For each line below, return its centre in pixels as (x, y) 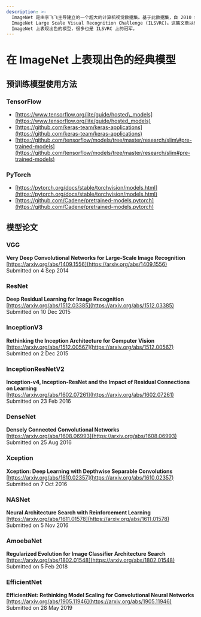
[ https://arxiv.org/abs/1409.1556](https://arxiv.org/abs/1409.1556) (87, 264)
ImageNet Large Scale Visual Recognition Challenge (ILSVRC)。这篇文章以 (103, 23)
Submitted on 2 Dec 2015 (37, 353)
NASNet (18, 499)
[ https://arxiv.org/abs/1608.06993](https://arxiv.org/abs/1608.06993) (92, 436)
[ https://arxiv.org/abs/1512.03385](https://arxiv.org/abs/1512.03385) (90, 305)
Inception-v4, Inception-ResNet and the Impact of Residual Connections (98, 382)
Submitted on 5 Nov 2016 (37, 525)
